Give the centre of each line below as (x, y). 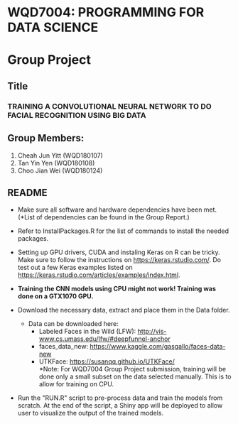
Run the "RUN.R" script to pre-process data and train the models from (120, 398)
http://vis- (152, 332)
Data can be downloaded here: (74, 324)
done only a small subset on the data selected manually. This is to (135, 376)
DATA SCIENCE (53, 27)
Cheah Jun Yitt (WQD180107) (60, 155)
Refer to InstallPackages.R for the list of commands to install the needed (123, 231)
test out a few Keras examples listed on (75, 268)
